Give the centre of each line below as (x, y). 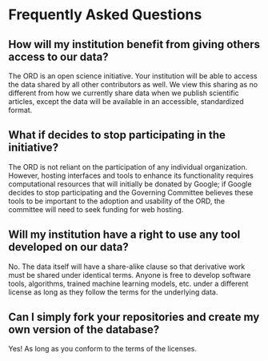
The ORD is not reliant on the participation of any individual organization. (128, 166)
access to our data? (58, 56)
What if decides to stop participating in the (117, 135)
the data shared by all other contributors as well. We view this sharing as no (133, 84)
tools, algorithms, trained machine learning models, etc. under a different (128, 283)
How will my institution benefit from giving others (134, 44)
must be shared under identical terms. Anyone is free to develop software (130, 275)
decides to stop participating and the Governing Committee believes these (131, 192)
